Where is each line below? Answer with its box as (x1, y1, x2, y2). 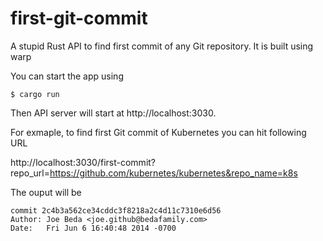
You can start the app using (10, 70, 124, 82)
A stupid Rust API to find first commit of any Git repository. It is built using (10, 40, 314, 52)
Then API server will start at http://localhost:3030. (10, 107, 217, 119)
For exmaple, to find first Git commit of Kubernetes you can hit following (10, 126, 307, 138)
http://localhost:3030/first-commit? (10, 156, 157, 168)
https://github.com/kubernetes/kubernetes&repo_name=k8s (49, 167, 298, 179)
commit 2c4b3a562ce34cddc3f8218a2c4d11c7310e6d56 (10, 205, 222, 216)
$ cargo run (10, 89, 60, 99)
